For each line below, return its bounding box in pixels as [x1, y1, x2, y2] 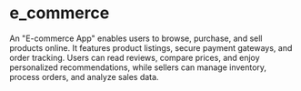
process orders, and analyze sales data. [9, 71, 159, 82]
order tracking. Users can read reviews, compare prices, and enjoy [9, 52, 261, 63]
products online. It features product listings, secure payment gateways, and [9, 42, 293, 53]
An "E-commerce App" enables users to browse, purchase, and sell [9, 33, 263, 44]
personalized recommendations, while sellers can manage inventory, [9, 62, 266, 73]
